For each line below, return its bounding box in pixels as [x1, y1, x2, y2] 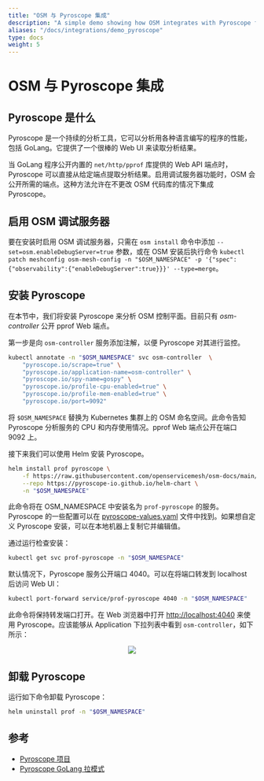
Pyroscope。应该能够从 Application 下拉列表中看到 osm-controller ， [16, 620, 240, 630]
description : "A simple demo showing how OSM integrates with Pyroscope [8, 19, 251, 27]
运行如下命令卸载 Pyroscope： [8, 692, 108, 701]
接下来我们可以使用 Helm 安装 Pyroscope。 [8, 449, 148, 458]
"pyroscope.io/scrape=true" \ [22, 361, 122, 368]
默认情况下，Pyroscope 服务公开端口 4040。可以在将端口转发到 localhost [8, 569, 247, 579]
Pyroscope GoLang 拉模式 [19, 764, 104, 773]
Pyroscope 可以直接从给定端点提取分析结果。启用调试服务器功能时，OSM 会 [8, 170, 255, 180]
